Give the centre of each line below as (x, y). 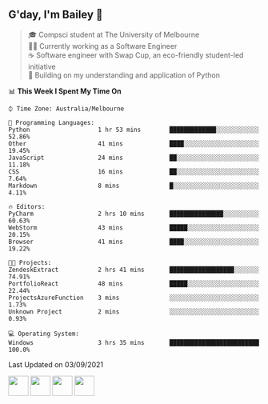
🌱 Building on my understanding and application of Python (124, 75)
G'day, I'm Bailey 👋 (56, 15)
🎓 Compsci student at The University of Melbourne (114, 34)
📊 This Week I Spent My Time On (65, 91)
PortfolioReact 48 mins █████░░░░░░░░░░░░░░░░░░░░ (134, 284)
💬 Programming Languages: (51, 122)
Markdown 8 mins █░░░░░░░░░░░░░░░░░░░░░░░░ (134, 186)
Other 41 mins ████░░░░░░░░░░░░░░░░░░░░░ (134, 144)
